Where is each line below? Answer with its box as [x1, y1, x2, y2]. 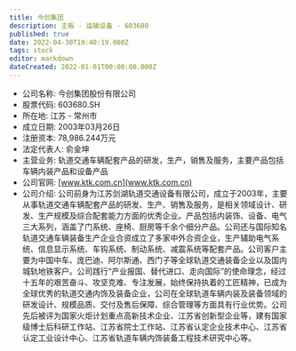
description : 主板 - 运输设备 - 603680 [9, 21, 149, 30]
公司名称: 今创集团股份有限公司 [21, 88, 136, 99]
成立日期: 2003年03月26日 [21, 121, 121, 132]
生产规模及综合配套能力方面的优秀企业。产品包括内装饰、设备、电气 [37, 210, 287, 220]
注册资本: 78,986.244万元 [21, 132, 116, 143]
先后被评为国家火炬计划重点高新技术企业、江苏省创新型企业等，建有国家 [21, 310, 287, 321]
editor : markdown [9, 54, 74, 63]
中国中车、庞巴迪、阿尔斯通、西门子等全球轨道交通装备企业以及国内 [37, 254, 287, 265]
